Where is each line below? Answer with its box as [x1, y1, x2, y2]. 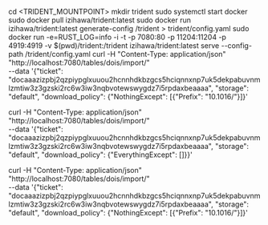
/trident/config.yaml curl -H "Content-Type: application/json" [25, 50, 226, 58]
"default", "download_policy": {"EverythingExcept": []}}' [8, 150, 193, 159]
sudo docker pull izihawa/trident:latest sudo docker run [8, 15, 191, 25]
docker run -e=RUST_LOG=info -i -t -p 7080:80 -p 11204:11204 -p [8, 32, 227, 42]
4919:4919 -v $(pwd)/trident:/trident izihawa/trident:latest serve [8, 41, 220, 50]
